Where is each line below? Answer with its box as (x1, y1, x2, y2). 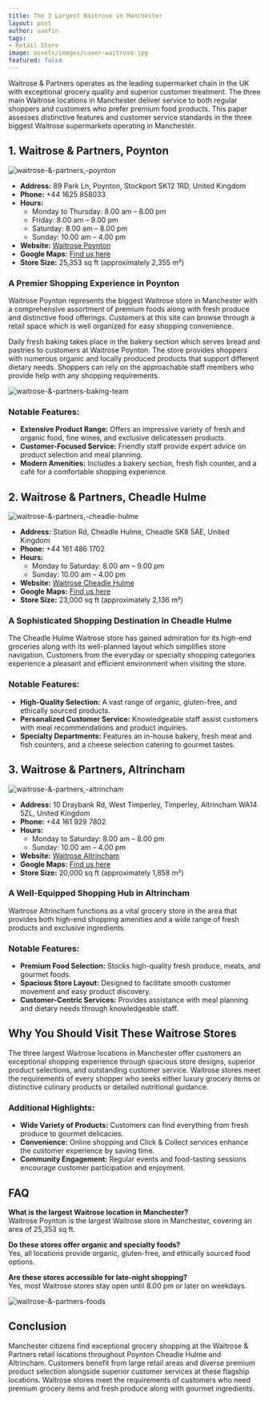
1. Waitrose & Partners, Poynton (8, 144, 170, 158)
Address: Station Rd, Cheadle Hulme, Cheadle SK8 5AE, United (19, 527, 230, 537)
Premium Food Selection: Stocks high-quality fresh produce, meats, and (19, 961, 261, 971)
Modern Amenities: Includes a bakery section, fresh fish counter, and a (19, 458, 257, 469)
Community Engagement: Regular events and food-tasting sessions (19, 1154, 247, 1164)
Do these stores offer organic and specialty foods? (8, 1240, 181, 1250)
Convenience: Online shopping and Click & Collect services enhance (19, 1137, 249, 1147)
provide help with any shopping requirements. (8, 370, 160, 380)
